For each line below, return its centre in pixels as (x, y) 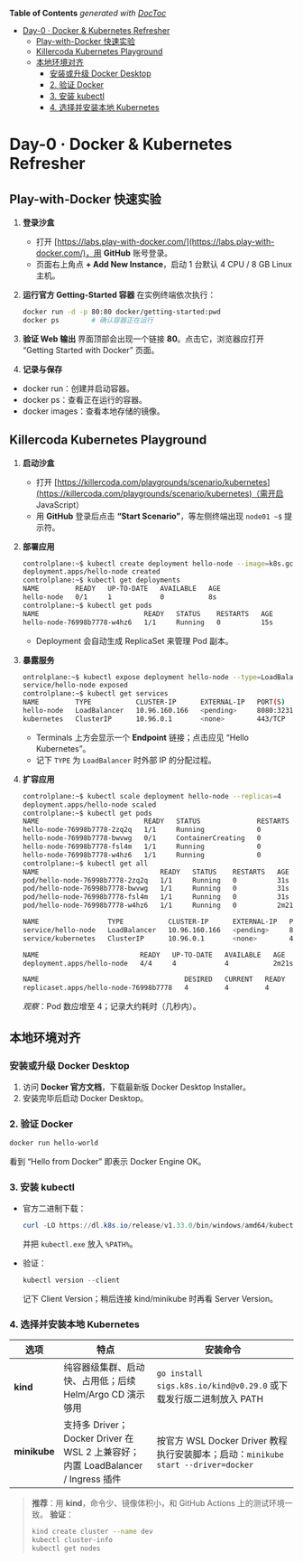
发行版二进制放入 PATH (215, 1399)
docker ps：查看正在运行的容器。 (84, 399)
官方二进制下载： (54, 1209)
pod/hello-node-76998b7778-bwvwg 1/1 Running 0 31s (156, 889)
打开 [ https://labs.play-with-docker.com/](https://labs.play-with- (155, 242)
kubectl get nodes (66, 1548)
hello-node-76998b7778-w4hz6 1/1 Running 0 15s (147, 622)
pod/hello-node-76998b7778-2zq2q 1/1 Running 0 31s (156, 880)
